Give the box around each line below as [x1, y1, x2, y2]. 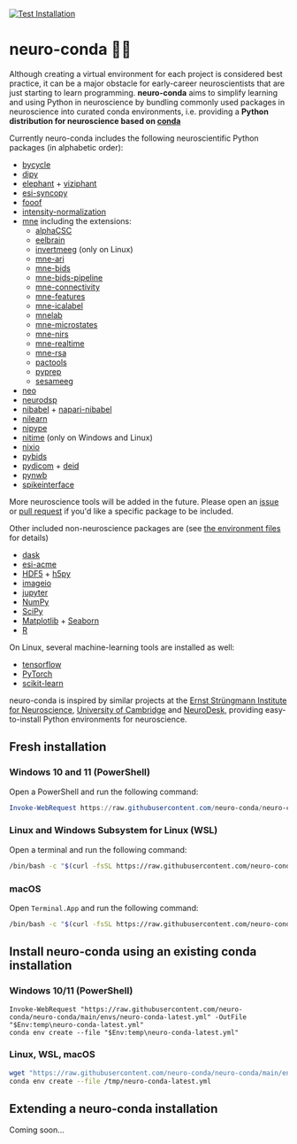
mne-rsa [34, 347, 67, 358]
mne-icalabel [34, 300, 84, 311]
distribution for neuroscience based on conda [9, 115, 181, 126]
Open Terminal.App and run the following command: [9, 902, 199, 913]
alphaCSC [34, 225, 72, 236]
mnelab [34, 310, 64, 321]
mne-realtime [34, 337, 85, 349]
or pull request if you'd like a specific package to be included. [9, 506, 234, 516]
